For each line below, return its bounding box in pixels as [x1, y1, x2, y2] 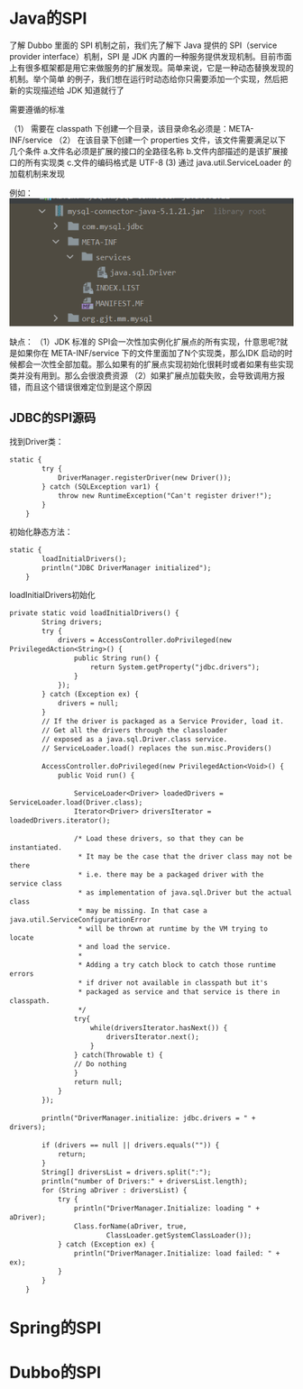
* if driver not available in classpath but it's [78, 978, 269, 988]
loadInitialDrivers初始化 [9, 589, 96, 600]
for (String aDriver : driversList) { [41, 1185, 188, 1195]
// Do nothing [73, 1059, 127, 1069]
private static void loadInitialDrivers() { [9, 608, 179, 618]
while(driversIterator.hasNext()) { [89, 1023, 228, 1033]
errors [9, 969, 34, 979]
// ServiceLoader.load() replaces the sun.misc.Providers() [41, 743, 272, 753]
